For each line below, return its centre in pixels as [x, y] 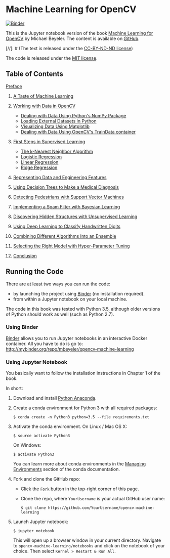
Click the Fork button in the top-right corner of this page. [80, 489]
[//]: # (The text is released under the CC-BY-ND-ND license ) [69, 48]
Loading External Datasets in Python [58, 121]
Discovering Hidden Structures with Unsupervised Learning [75, 217]
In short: [14, 389]
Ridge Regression [39, 167]
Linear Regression [39, 162]
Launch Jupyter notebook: [41, 522]
